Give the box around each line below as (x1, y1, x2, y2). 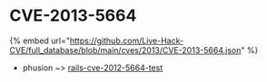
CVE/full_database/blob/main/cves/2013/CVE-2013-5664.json (9, 44, 242, 55)
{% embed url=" (9, 35, 71, 46)
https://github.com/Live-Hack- (69, 35, 184, 46)
